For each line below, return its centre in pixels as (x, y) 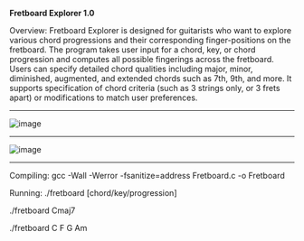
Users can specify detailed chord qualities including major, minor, (131, 69)
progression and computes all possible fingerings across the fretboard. (142, 59)
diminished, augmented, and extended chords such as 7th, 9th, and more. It (151, 79)
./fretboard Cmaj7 (43, 210)
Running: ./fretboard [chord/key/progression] (93, 193)
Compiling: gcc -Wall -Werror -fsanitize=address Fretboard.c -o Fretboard (147, 176)
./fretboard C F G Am (48, 228)
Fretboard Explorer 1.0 (52, 13)
